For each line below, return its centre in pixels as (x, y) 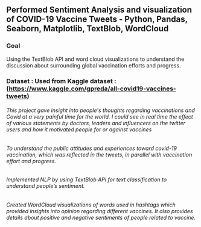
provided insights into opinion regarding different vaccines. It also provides (100, 211)
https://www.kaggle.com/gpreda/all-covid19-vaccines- (92, 89)
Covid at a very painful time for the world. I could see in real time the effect (100, 117)
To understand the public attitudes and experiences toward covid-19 (91, 148)
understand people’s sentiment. (46, 186)
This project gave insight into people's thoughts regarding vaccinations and (101, 110)
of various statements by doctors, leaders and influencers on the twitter (96, 123)
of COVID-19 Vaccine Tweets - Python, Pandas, (97, 20)
